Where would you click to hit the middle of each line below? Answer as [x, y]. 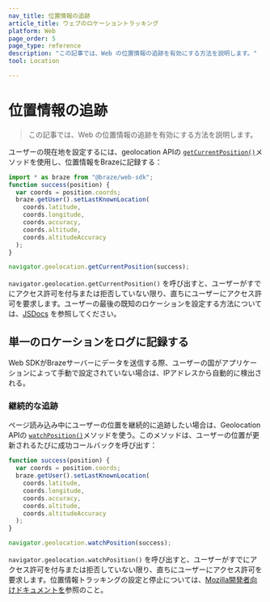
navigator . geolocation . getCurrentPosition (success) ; [99, 267]
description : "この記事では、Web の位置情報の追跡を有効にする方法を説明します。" [133, 53]
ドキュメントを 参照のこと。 [61, 590]
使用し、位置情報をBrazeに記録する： [99, 162]
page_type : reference [45, 46]
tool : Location [34, 61]
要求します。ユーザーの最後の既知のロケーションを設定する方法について [142, 303]
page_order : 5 [32, 38]
